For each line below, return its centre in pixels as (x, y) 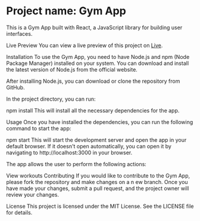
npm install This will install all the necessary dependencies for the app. (93, 110)
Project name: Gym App (66, 11)
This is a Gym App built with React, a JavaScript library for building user (94, 27)
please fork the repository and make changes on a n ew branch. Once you (97, 182)
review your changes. (33, 194)
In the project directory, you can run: (51, 99)
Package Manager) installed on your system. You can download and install (98, 63)
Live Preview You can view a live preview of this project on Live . (85, 45)
